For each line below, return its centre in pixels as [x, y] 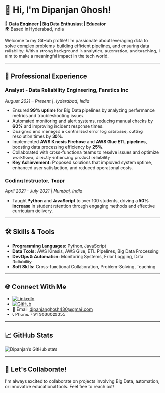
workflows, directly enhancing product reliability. [62, 157]
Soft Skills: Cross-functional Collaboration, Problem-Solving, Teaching [84, 266]
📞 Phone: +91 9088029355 [39, 314]
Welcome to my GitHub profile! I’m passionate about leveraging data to [77, 40]
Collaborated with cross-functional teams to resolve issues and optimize [85, 152]
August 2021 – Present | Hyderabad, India [47, 101]
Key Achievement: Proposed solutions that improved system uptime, [82, 162]
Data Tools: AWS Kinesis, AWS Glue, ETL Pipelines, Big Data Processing [85, 251]
